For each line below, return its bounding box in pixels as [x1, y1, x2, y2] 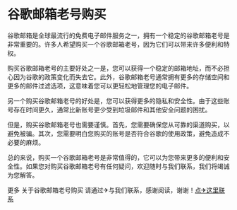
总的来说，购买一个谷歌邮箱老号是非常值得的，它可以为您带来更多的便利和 [7, 153, 224, 161]
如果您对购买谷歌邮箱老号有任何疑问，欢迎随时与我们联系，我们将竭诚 [25, 162, 230, 170]
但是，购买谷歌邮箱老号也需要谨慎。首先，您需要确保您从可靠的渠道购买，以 [7, 120, 230, 129]
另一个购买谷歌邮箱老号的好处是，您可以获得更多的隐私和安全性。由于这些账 [7, 96, 230, 105]
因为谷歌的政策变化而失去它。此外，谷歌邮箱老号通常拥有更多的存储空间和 [13, 72, 230, 81]
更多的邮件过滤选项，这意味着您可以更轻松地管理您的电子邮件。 [7, 81, 193, 90]
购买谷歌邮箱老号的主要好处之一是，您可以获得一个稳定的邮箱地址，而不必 [7, 64, 224, 72]
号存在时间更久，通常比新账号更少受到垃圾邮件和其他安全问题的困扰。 [7, 105, 212, 114]
